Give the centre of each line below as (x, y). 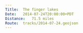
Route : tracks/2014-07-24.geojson (42, 23)
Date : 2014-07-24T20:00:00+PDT (40, 14)
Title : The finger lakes (32, 9)
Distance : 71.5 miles (30, 18)
